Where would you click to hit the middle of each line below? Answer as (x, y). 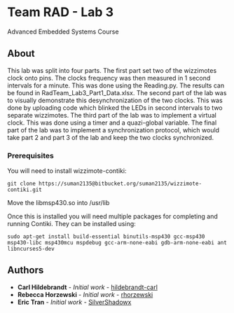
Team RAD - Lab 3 (61, 12)
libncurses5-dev (31, 249)
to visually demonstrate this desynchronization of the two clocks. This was (115, 100)
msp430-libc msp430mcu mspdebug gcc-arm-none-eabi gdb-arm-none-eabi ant (117, 243)
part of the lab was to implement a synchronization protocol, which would (113, 130)
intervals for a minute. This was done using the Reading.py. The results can (116, 85)
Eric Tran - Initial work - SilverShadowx (74, 302)
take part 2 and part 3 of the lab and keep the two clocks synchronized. (111, 137)
